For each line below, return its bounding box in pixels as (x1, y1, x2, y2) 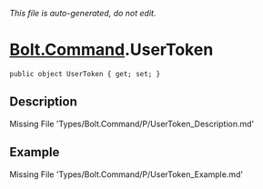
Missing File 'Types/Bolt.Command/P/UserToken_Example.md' (9, 168, 244, 180)
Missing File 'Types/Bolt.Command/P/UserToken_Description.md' (9, 118, 255, 129)
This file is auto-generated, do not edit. (9, 8, 157, 18)
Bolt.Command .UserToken (9, 40, 214, 60)
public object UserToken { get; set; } (9, 69, 161, 78)
